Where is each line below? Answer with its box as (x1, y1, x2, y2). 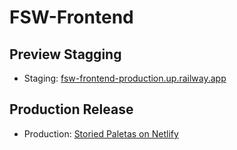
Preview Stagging (9, 46, 122, 63)
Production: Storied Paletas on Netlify (23, 127, 179, 140)
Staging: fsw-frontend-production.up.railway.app (23, 72, 227, 84)
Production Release (9, 101, 134, 118)
